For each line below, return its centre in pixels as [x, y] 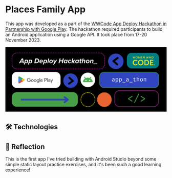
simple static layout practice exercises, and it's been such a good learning [83, 165]
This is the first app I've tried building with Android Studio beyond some [81, 159]
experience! [18, 170]
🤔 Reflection [25, 147]
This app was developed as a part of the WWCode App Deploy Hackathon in [86, 24]
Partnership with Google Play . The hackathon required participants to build [84, 29]
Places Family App [46, 9]
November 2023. [23, 40]
